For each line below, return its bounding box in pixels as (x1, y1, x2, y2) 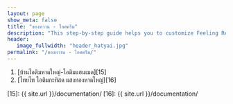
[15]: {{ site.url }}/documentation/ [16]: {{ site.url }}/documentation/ (7, 89, 198, 98)
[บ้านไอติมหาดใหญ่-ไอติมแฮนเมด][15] (17, 67, 107, 76)
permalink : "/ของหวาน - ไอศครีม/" (7, 49, 97, 56)
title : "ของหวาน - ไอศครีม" (7, 23, 78, 30)
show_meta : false (7, 17, 58, 24)
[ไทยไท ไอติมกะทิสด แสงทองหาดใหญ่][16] (17, 76, 116, 84)
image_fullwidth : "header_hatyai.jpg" (16, 42, 129, 49)
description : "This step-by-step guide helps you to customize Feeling (7, 29, 218, 37)
